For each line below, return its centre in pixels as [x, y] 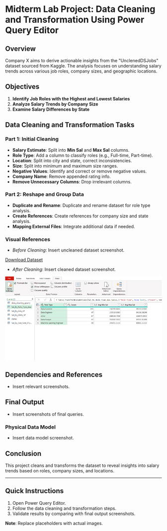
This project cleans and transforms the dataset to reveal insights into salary [82, 465]
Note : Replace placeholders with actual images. [54, 523]
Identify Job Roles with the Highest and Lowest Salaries [71, 98]
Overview [21, 48]
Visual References [28, 239]
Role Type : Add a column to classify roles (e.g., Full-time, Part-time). [83, 155]
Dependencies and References [54, 375]
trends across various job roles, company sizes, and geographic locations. [81, 71]
